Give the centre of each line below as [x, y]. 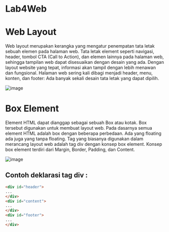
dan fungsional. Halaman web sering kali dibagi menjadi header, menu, [79, 73]
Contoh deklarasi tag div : [47, 175]
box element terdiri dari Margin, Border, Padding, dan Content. [70, 149]
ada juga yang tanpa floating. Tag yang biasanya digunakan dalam [74, 139]
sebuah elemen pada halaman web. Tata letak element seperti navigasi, [80, 52]
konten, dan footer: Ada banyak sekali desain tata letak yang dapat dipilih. [82, 79]
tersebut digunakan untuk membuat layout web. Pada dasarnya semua [79, 128]
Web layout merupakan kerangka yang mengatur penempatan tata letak [80, 46]
